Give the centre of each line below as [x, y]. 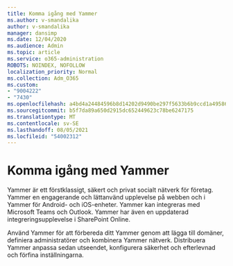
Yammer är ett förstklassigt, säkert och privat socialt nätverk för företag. [110, 190]
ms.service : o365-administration [55, 59]
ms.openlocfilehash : [37, 104]
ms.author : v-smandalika [43, 20]
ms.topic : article [34, 53]
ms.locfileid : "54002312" [44, 136]
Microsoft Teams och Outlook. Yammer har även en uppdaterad [98, 212]
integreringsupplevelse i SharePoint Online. [69, 219]
